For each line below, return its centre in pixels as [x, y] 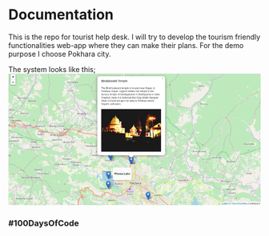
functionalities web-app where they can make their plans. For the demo [126, 45]
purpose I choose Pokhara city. [60, 54]
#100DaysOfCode [44, 223]
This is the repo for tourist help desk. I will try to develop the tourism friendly [134, 37]
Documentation [61, 15]
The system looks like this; [52, 69]
